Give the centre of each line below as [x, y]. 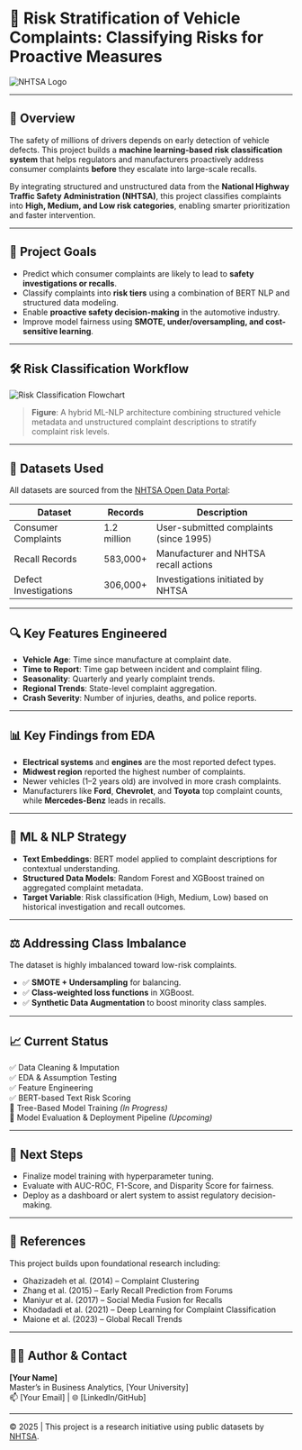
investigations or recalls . [69, 283]
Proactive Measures [86, 57]
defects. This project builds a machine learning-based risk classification [146, 150]
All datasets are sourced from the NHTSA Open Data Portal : [120, 490]
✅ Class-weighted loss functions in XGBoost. [108, 993]
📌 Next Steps [46, 1154]
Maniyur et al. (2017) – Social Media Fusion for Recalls [122, 1300]
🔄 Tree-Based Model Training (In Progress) [89, 1108]
